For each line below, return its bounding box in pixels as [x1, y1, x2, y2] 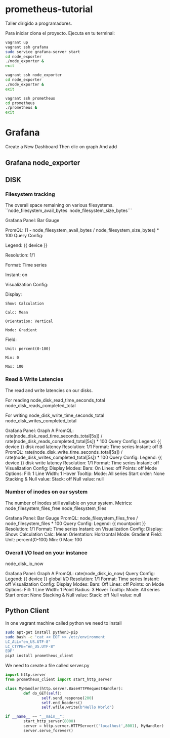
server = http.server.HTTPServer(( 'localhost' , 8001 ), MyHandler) [23, 723, 164, 729]
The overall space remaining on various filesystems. [5, 202, 114, 208]
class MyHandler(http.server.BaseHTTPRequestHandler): [5, 686, 123, 691]
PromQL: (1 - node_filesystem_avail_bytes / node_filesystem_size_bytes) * [5, 227, 159, 233]
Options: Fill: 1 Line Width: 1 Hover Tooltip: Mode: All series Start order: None [5, 470, 165, 476]
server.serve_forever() [23, 728, 73, 733]
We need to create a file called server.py [5, 663, 90, 669]
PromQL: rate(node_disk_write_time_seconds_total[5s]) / [5, 449, 123, 455]
